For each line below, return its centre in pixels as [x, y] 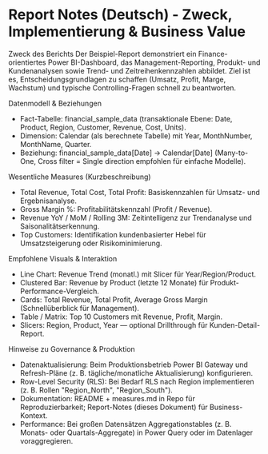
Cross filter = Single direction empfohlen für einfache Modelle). [142, 161]
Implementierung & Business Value [127, 32]
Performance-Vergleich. [60, 291]
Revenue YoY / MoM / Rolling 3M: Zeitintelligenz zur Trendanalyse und [136, 217]
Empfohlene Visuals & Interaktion [63, 258]
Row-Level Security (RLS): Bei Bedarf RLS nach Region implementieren [137, 381]
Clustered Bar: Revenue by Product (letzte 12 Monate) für [114, 282]
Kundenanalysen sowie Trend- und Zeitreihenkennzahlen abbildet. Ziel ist [129, 70]
